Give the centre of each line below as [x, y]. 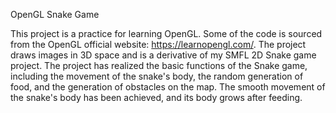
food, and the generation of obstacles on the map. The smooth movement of [168, 87]
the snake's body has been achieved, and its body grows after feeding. [156, 97]
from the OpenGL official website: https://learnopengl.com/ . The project [158, 44]
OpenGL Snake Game [55, 14]
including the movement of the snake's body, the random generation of [157, 76]
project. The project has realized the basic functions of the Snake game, [159, 65]
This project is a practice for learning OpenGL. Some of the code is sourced [166, 33]
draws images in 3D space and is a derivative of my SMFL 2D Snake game [163, 55]
